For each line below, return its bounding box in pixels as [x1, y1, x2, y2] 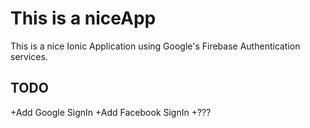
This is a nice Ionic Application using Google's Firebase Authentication [10, 40, 301, 52]
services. [10, 50, 48, 62]
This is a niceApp [10, 7, 157, 30]
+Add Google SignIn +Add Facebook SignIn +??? [10, 106, 212, 118]
